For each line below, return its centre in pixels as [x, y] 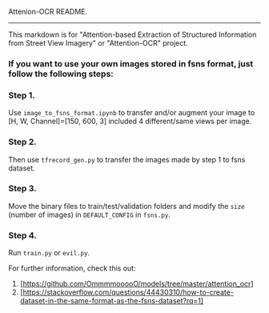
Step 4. [23, 235]
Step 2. [23, 142]
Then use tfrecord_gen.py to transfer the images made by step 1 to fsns [127, 159]
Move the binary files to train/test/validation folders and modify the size [127, 206]
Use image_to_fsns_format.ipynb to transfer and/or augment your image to [132, 113]
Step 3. [23, 189]
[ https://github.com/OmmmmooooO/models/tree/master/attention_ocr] [137, 284]
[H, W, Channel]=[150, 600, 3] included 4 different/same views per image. [130, 121]
